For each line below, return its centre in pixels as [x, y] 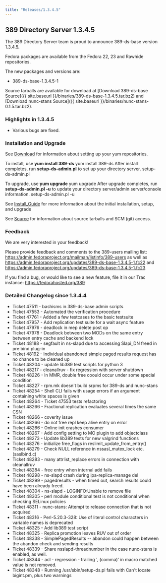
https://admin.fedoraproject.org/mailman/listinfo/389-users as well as [76, 257]
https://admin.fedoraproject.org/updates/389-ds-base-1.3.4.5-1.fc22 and [80, 262]
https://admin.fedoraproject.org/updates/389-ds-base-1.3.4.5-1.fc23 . [76, 268]
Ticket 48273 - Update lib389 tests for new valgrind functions [76, 438]
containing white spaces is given [46, 396]
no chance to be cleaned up [41, 359]
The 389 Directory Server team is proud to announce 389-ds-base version [81, 42]
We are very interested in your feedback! [47, 242]
